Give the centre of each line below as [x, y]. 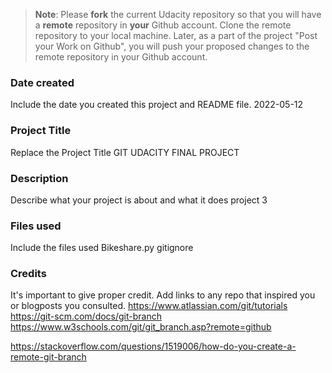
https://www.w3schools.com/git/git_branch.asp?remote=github [141, 327]
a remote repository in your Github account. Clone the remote [163, 25]
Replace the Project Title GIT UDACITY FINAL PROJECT [125, 152]
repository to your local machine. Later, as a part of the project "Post [176, 35]
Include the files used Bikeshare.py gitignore [102, 248]
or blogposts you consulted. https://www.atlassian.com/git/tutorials [149, 306]
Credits [28, 274]
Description [39, 178]
